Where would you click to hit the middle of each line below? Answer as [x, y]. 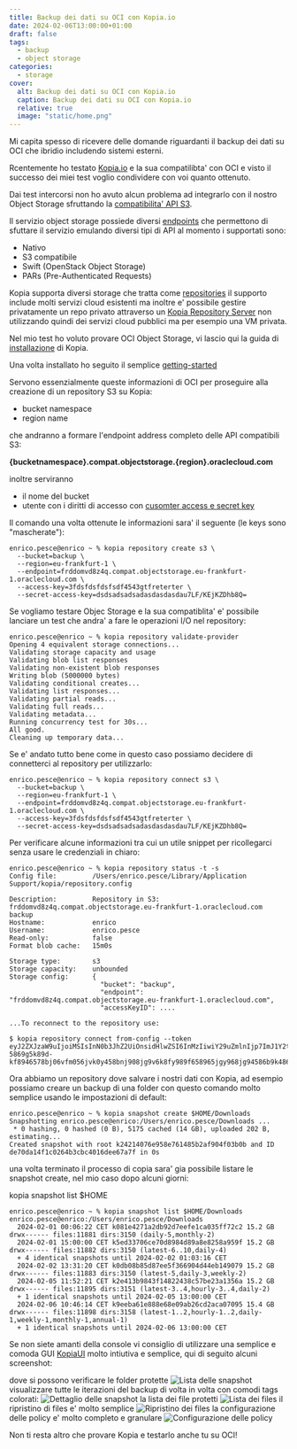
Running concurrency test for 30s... [79, 723]
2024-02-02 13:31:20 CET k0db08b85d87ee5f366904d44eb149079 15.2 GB [146, 1266]
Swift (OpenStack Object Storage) [84, 267]
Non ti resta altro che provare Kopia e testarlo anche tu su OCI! [123, 1435]
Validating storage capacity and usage [83, 653]
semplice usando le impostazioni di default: [88, 1097]
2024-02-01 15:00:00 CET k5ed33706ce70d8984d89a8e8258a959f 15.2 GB [146, 1243]
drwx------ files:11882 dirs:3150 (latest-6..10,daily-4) [118, 1251]
